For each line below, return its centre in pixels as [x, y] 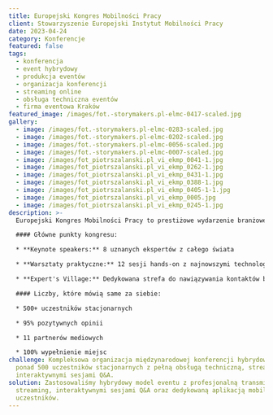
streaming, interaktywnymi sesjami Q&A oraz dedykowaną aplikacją [130, 390]
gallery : [23, 122]
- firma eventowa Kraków [58, 107]
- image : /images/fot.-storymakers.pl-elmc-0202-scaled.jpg [119, 137]
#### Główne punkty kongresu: [67, 235]
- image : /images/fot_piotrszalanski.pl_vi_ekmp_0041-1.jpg [119, 159]
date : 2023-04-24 [38, 31]
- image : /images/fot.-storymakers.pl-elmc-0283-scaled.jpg [119, 129]
